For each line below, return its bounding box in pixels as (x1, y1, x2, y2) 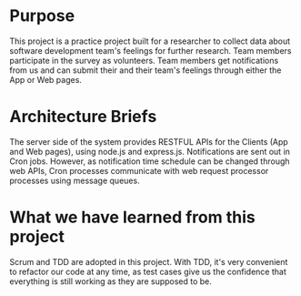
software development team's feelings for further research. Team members (9, 45, 292, 56)
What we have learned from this (9, 207, 256, 228)
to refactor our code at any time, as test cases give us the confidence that (9, 266, 286, 277)
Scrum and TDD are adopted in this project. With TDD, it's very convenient (9, 256, 288, 267)
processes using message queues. (9, 175, 140, 186)
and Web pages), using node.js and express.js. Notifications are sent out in (9, 146, 291, 157)
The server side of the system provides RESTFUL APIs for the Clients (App (9, 136, 288, 147)
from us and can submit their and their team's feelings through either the (9, 65, 282, 76)
